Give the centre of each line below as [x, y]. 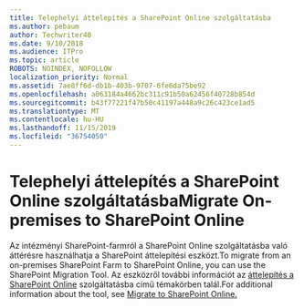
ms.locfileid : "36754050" [58, 137]
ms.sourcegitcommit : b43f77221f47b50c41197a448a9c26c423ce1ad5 [132, 103]
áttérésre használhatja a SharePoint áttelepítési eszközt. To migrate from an [150, 255]
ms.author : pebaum [44, 26]
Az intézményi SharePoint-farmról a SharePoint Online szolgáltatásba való [148, 245]
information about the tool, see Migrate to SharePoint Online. [123, 293]
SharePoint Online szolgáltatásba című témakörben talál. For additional [142, 284]
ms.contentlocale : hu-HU [57, 119]
